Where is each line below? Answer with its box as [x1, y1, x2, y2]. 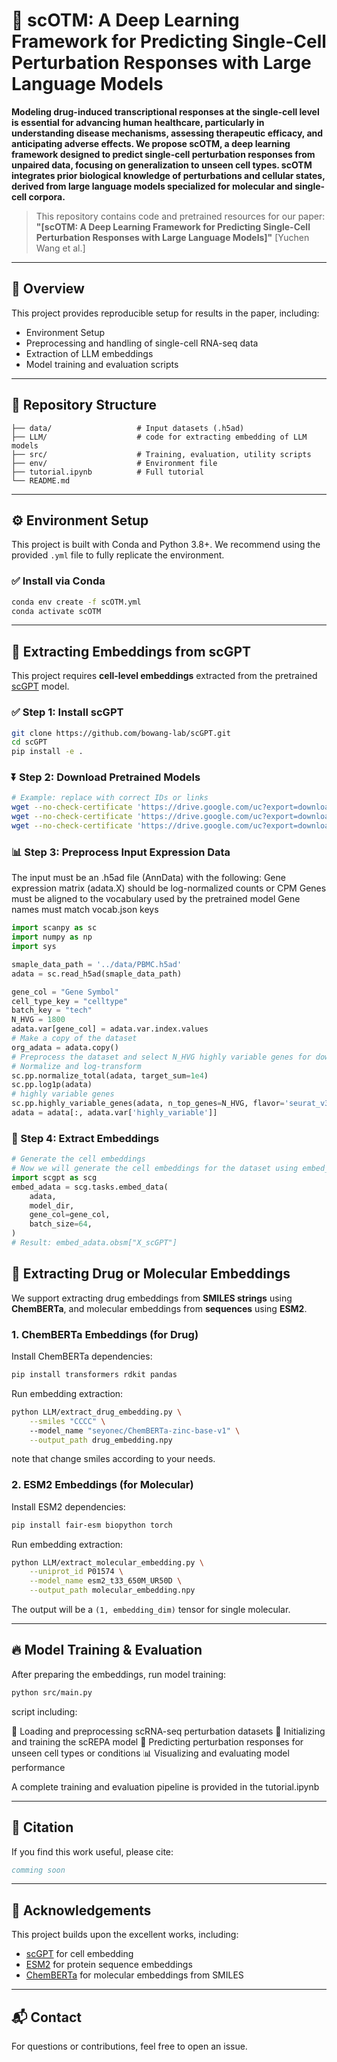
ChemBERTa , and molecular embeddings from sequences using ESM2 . [11, 1302, 308, 1314]
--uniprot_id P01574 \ [29, 1567, 124, 1577]
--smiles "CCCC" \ [29, 1416, 106, 1426]
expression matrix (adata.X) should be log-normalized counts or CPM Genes [11, 882, 327, 894]
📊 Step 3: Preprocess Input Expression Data [11, 845, 231, 859]
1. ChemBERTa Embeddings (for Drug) [11, 1327, 199, 1341]
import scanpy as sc [11, 923, 98, 933]
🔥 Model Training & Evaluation [11, 1642, 203, 1659]
